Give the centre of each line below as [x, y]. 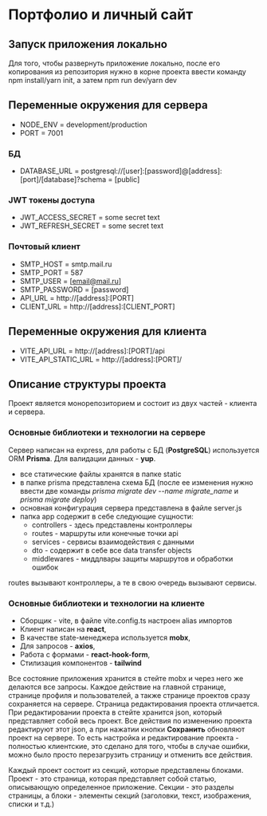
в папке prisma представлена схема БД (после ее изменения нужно [136, 482]
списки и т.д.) [31, 804]
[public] [127, 179]
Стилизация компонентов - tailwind [80, 663]
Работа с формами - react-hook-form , [85, 654]
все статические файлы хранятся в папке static [100, 474]
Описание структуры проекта [87, 384]
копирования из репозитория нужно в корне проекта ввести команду [128, 72]
